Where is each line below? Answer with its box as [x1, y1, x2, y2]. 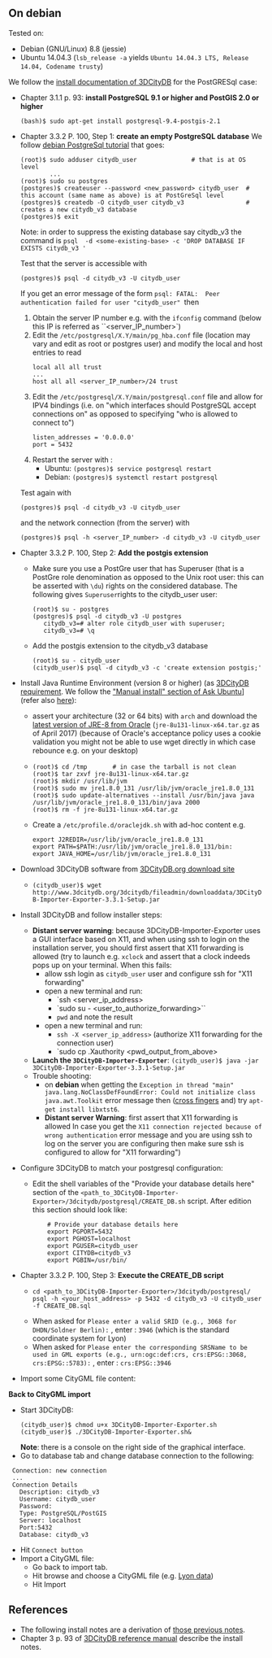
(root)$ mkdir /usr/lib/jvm [32, 777, 127, 785]
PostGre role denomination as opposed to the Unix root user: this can [32, 572, 264, 582]
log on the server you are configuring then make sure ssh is [44, 1138, 244, 1148]
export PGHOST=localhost [47, 1234, 132, 1243]
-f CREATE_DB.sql [32, 1302, 92, 1310]
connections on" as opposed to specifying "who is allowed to [32, 408, 238, 418]
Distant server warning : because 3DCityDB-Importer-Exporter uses [32, 925, 261, 935]
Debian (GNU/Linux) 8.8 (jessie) [19, 44, 127, 54]
